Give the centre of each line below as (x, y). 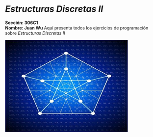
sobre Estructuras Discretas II (35, 33)
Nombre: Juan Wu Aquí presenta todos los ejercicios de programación (77, 27)
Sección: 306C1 (22, 23)
